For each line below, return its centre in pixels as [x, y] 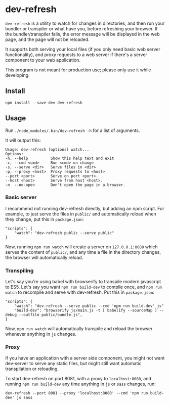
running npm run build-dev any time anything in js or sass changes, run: [80, 384]
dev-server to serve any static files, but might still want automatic [73, 364]
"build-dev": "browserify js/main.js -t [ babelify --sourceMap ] [86, 310]
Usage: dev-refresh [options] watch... [47, 149]
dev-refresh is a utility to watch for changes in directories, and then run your [85, 23]
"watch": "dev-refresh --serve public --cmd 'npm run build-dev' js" [89, 306]
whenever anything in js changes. [41, 334]
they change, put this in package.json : [45, 219]
